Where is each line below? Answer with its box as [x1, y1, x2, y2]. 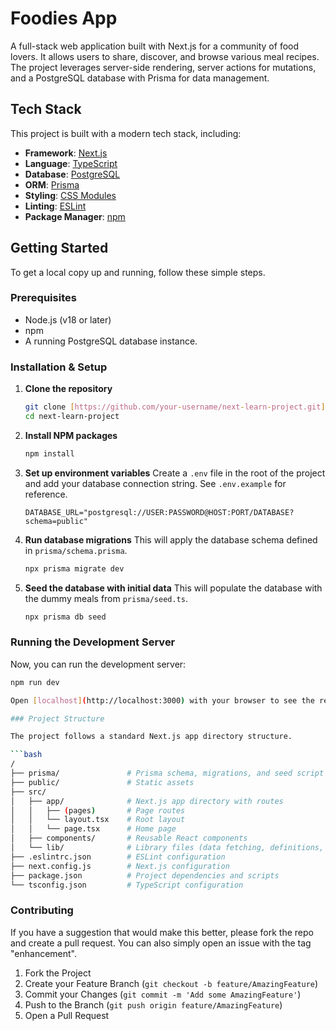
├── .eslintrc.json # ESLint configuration [10, 852, 226, 862]
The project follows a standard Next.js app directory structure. [10, 732, 293, 742]
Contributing [10, 903, 74, 917]
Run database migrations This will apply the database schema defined [24, 533, 318, 546]
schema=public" [24, 516, 89, 526]
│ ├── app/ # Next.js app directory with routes [10, 796, 284, 806]
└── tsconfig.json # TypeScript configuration [10, 880, 244, 890]
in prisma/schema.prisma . [24, 544, 128, 556]
